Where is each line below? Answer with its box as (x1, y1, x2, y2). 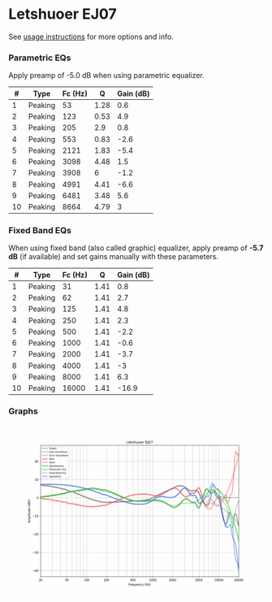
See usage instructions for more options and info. (8, 32, 175, 41)
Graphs (8, 405, 38, 417)
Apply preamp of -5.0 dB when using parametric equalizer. (8, 71, 205, 80)
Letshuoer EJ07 (8, 5, 117, 24)
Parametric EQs (8, 52, 71, 63)
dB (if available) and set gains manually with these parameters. (8, 252, 219, 262)
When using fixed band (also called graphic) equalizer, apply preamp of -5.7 (8, 243, 264, 253)
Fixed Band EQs (8, 224, 71, 236)
